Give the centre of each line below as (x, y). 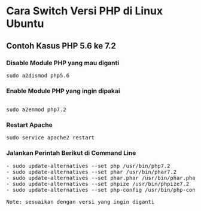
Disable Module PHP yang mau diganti (63, 63)
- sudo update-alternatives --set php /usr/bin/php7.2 (88, 166)
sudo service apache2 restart (51, 138)
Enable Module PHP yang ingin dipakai (63, 91)
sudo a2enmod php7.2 (36, 110)
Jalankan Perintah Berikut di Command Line (71, 153)
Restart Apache (29, 125)
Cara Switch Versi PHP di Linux (85, 11)
